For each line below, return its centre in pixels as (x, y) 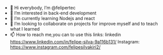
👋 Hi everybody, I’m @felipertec (43, 8)
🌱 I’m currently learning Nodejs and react (52, 18)
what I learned (25, 29)
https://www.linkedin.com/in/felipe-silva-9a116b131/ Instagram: (75, 42)
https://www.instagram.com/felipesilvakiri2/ (55, 47)
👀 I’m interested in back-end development (53, 13)
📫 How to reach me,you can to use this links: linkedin (65, 34)
